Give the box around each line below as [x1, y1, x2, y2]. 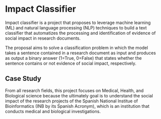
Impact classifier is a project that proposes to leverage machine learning [5, 20, 151, 25]
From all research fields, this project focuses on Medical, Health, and [5, 87, 144, 94]
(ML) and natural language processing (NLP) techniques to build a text [5, 24, 147, 30]
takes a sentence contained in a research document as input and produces [5, 50, 156, 56]
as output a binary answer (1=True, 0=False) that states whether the [5, 55, 142, 61]
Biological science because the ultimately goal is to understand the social [5, 93, 153, 98]
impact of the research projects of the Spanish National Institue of [5, 98, 138, 104]
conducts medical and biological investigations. [5, 108, 101, 114]
